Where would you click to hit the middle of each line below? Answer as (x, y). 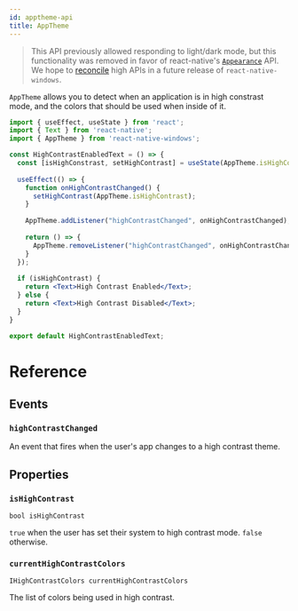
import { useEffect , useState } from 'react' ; (97, 122)
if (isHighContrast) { (59, 279)
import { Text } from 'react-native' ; (81, 131)
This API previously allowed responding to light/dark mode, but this (153, 51)
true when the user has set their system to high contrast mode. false (136, 532)
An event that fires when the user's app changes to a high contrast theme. (145, 447)
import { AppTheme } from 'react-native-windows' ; (105, 139)
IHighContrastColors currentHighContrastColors (99, 581)
